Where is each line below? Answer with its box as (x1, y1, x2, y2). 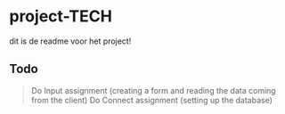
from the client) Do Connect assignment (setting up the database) (30, 94, 273, 105)
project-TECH (9, 6, 113, 27)
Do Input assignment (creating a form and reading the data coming (30, 85, 276, 95)
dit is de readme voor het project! (9, 36, 132, 46)
